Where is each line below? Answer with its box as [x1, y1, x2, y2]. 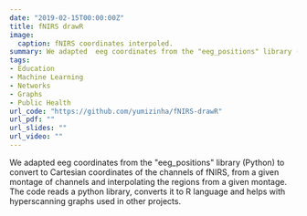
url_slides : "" [9, 124, 68, 133]
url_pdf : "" [9, 115, 55, 124]
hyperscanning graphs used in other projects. [9, 195, 181, 206]
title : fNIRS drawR [9, 22, 84, 31]
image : [9, 30, 35, 39]
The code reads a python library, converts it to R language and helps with [9, 186, 286, 197]
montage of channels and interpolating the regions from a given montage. [9, 176, 288, 187]
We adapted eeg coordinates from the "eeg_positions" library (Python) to [9, 157, 285, 168]
